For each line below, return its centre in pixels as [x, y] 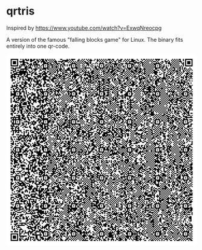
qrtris [21, 11]
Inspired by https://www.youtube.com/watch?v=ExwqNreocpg [84, 28]
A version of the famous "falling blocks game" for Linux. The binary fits [95, 39]
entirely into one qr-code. [38, 46]
